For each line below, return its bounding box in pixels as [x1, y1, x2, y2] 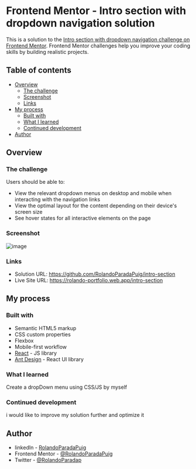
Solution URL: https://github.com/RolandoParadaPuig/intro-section [14, 271, 176, 278]
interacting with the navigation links [14, 196, 101, 203]
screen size [14, 208, 43, 215]
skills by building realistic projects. [6, 48, 89, 55]
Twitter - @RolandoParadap [14, 457, 82, 464]
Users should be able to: [6, 179, 66, 186]
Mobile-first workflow [14, 343, 67, 350]
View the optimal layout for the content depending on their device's [14, 202, 177, 209]
